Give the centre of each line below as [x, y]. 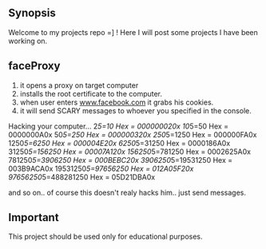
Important [34, 217]
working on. [28, 41]
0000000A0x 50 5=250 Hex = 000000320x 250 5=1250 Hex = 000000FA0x [133, 134]
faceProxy [34, 66]
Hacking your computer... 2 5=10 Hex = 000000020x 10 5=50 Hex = [119, 126]
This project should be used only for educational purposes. [105, 237]
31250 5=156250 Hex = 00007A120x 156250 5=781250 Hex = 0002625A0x [130, 152]
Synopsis [32, 13]
